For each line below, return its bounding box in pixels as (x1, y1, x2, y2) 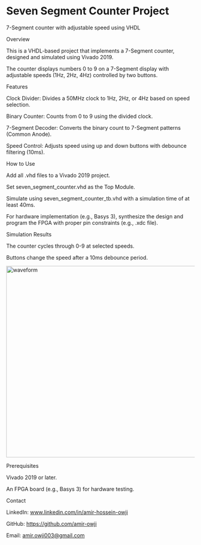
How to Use (6, 160, 35, 167)
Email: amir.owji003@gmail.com (6, 531, 85, 539)
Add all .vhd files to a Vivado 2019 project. (6, 172, 111, 179)
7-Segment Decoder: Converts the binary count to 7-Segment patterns (6, 124, 181, 131)
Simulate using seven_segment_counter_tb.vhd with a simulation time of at (6, 194, 190, 202)
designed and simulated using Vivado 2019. (6, 53, 114, 60)
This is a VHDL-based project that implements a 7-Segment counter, (6, 47, 175, 54)
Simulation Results (6, 230, 52, 238)
